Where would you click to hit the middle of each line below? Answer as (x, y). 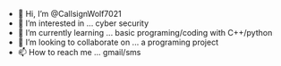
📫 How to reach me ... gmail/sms (79, 52)
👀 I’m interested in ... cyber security (83, 23)
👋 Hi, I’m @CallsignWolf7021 (70, 14)
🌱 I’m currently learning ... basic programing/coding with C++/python (145, 33)
